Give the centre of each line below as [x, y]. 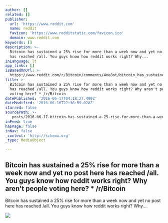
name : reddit [23, 29]
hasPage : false [21, 126]
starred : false [21, 108]
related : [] [17, 15]
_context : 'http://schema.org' [38, 136]
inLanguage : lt [21, 61]
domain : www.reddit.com [34, 38]
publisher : [16, 19]
